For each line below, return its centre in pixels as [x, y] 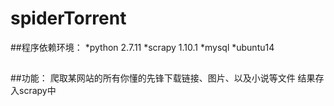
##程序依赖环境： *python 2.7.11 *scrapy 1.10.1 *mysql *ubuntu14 [142, 47]
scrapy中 [37, 91]
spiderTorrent [68, 18]
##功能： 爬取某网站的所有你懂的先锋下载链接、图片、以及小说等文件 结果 [163, 78]
